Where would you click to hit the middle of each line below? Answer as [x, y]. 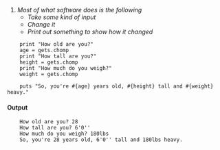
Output [18, 107]
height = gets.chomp [49, 62]
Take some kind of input [62, 17]
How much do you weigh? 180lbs [64, 134]
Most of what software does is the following [79, 10]
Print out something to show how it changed [90, 32]
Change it [41, 24]
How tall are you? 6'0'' [55, 128]
